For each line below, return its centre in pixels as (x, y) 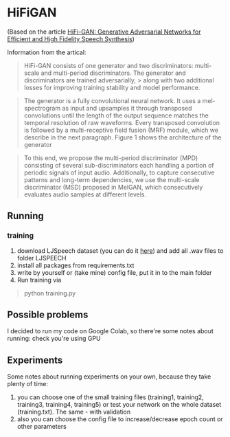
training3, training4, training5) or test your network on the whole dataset (119, 405)
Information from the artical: (47, 52)
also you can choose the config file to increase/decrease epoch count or (120, 419)
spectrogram (42, 108)
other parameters (42, 427)
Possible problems (48, 315)
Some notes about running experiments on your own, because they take (109, 377)
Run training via (39, 280)
